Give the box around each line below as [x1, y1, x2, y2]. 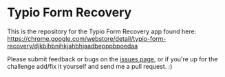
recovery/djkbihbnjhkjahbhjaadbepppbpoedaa [7, 42, 138, 50]
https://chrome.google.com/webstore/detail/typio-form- [7, 34, 167, 42]
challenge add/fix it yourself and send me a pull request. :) [7, 62, 173, 70]
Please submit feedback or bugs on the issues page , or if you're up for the [7, 55, 218, 63]
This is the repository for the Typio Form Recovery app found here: [7, 27, 197, 35]
